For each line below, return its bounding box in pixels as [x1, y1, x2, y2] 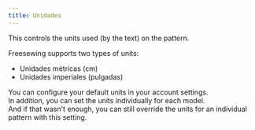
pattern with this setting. [8, 112, 87, 122]
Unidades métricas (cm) [19, 64, 98, 73]
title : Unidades [8, 11, 61, 20]
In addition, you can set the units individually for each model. [8, 95, 205, 105]
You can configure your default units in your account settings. [8, 87, 209, 97]
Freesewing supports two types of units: [8, 48, 139, 58]
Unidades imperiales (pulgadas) [19, 72, 124, 81]
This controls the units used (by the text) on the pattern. [8, 33, 190, 43]
